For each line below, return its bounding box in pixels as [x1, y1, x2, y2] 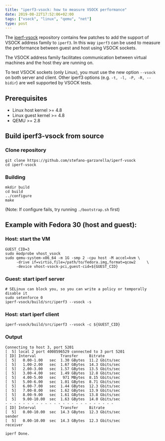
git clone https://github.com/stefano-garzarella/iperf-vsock [5, 158, 136, 163]
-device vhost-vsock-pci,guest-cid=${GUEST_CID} [16, 264, 119, 269]
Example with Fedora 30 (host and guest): [5, 220, 137, 229]
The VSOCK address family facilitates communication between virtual [5, 55, 147, 61]
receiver [5, 422, 23, 427]
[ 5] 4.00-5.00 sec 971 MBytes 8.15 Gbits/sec [5, 375, 121, 380]
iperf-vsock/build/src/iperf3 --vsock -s [5, 299, 92, 305]
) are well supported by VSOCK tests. [16, 80, 92, 86]
